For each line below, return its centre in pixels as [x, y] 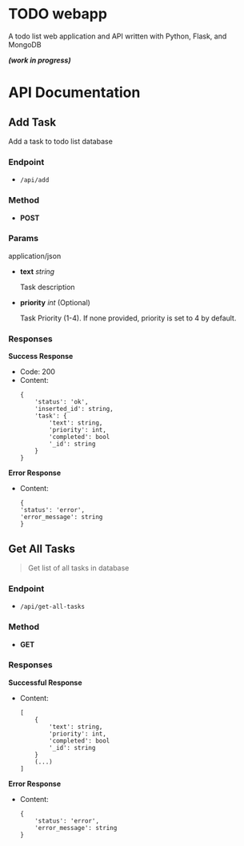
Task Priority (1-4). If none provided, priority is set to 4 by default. [128, 318]
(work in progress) [40, 60]
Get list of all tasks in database [78, 568]
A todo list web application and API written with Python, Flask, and [118, 36]
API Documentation [74, 93]
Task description [47, 287]
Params [23, 239]
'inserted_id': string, [74, 409]
